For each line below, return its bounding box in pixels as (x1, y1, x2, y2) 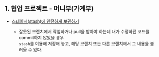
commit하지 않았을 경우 (18, 34, 64, 40)
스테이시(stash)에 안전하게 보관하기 (11, 18, 79, 24)
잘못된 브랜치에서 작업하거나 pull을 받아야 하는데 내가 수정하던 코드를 (18, 28, 150, 34)
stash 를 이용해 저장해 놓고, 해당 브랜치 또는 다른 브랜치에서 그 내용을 (18, 41, 149, 46)
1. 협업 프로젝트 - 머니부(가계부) (4, 4, 94, 13)
